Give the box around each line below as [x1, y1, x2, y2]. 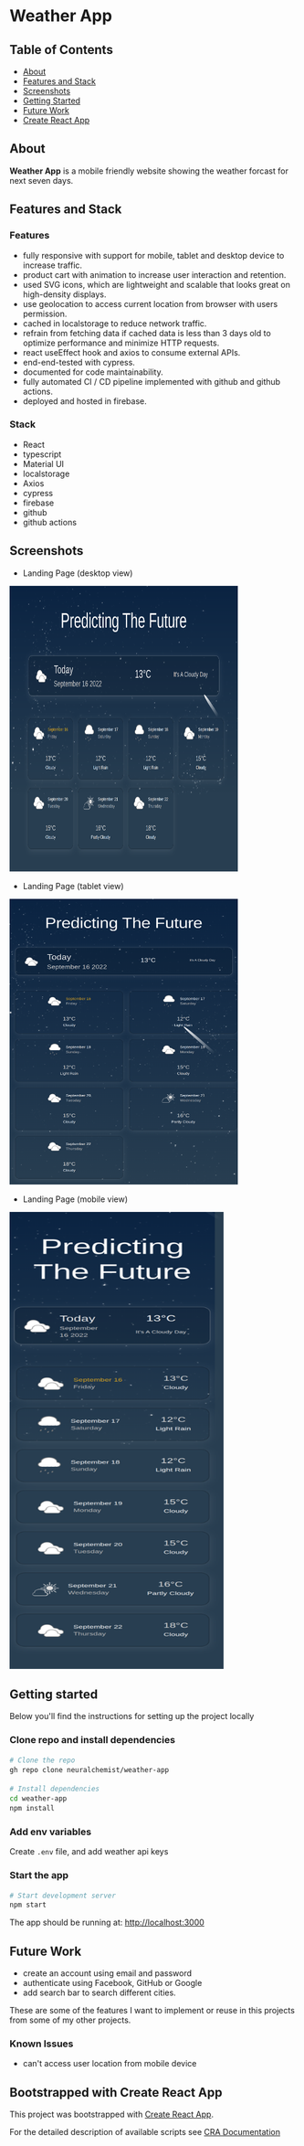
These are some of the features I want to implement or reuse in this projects [9, 2005, 295, 2016]
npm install [9, 1804, 55, 1813]
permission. [22, 308, 68, 319]
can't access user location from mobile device [22, 2058, 197, 2069]
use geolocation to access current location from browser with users [22, 298, 278, 309]
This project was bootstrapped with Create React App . [9, 2109, 215, 2120]
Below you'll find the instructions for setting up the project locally [9, 1711, 255, 1722]
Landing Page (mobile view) [22, 1194, 129, 1205]
